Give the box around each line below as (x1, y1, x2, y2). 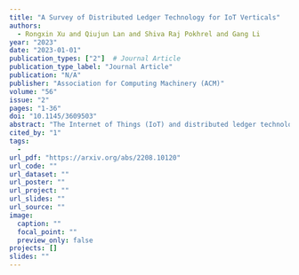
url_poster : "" (9, 178, 66, 187)
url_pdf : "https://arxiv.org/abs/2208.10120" (9, 153, 181, 162)
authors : (9, 21, 42, 30)
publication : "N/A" (9, 71, 82, 80)
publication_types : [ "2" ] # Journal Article (9, 54, 181, 63)
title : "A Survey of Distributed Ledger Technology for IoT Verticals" (9, 12, 280, 22)
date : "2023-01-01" (9, 46, 82, 55)
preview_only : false (17, 236, 93, 245)
